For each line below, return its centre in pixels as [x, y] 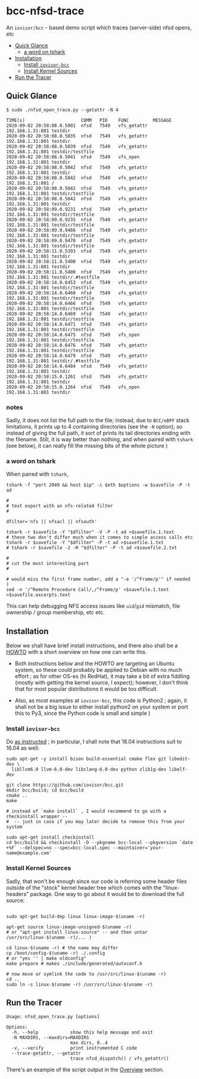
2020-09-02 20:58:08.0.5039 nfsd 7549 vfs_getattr [77, 146]
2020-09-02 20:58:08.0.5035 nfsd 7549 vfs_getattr [77, 136]
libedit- [180, 759]
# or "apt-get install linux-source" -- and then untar [77, 932]
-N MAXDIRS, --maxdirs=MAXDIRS [50, 1037]
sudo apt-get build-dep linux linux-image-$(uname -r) [76, 916]
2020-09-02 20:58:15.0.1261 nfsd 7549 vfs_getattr [77, 377]
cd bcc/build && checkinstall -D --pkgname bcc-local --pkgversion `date [100, 843]
